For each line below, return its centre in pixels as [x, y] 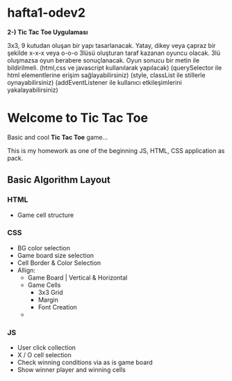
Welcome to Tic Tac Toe [77, 118]
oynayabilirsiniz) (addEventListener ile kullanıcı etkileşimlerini [94, 82]
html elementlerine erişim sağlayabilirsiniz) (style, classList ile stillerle [107, 75]
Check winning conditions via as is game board [85, 362]
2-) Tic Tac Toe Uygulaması [48, 32]
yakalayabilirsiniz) [33, 90]
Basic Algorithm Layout [59, 180]
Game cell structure [45, 215]
